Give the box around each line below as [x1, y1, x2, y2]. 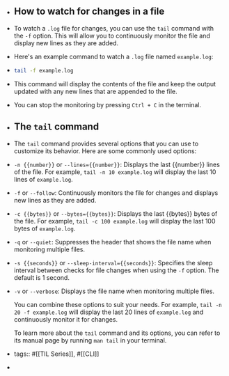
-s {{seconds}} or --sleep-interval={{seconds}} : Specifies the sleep [13, 258, 213, 267]
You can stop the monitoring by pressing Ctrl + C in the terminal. [13, 100, 202, 109]
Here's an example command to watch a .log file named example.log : [13, 52, 214, 61]
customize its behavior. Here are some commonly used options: [13, 146, 197, 155]
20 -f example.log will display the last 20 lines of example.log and [13, 308, 204, 316]
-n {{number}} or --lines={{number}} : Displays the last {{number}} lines [13, 160, 221, 169]
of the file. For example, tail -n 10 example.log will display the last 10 [13, 167, 216, 176]
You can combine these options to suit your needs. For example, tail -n [13, 300, 222, 308]
